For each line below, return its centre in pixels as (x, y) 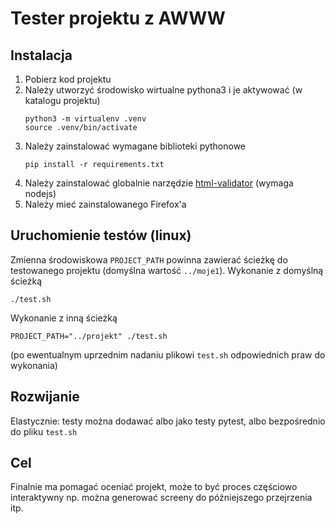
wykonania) (34, 365)
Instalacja (41, 55)
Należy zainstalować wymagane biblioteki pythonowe (135, 146)
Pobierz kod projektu (68, 79)
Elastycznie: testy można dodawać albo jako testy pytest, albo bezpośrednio (168, 421)
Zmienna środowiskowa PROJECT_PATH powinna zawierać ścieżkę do (149, 259)
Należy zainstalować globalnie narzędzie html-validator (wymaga (159, 183)
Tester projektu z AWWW (118, 18)
